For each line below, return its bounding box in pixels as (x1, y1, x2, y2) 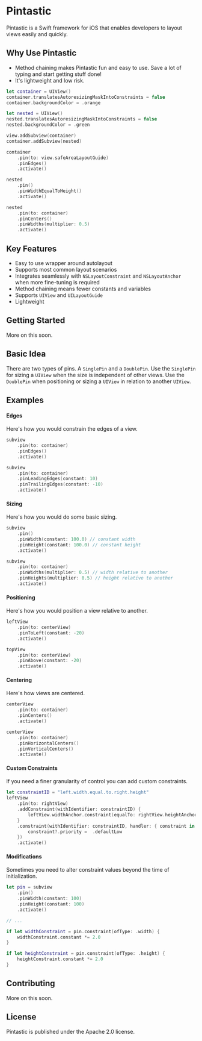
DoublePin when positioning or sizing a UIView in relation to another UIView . (6, 378, 191, 385)
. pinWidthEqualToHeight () (17, 188, 82, 194)
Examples (6, 395, 44, 405)
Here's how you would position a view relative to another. (6, 607, 148, 614)
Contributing (6, 978, 55, 989)
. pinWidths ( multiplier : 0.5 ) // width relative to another (17, 569, 168, 576)
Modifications (6, 852, 42, 860)
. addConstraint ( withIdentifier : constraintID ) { (17, 806, 141, 813)
